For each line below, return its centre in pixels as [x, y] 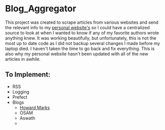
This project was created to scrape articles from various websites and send [82, 22]
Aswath [27, 118]
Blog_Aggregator [41, 9]
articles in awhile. [23, 59]
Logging [21, 91]
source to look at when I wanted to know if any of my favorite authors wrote [82, 33]
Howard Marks [35, 107]
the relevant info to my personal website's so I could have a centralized [77, 27]
